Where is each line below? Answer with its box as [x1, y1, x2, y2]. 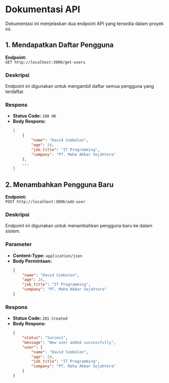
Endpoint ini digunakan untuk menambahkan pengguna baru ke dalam [5, 223, 153, 229]
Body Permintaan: [12, 258, 52, 264]
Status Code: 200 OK [12, 113, 56, 119]
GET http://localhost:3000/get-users [5, 60, 86, 65]
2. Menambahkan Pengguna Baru [5, 180, 114, 189]
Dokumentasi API [5, 4, 81, 15]
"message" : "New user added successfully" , [22, 340, 116, 345]
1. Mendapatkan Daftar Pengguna [5, 41, 114, 50]
